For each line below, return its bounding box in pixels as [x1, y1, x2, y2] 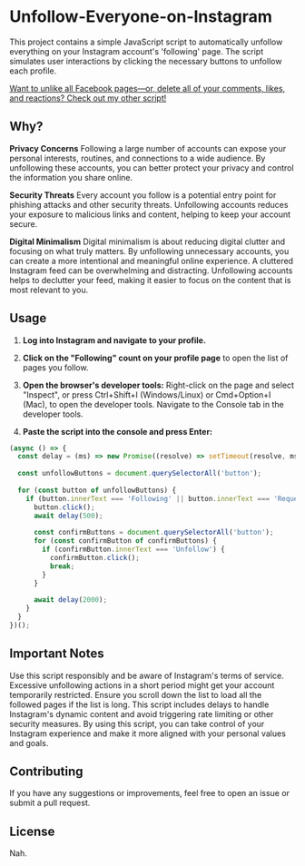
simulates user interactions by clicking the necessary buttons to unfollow [9, 55, 282, 66]
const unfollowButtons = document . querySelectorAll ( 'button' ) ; [17, 469, 261, 478]
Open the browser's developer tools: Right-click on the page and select [22, 379, 295, 390]
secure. [9, 218, 38, 229]
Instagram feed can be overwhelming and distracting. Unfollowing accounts [9, 265, 293, 276]
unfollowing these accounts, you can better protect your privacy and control [9, 162, 294, 173]
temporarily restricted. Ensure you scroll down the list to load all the [9, 689, 262, 700]
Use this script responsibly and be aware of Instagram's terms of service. [9, 670, 284, 681]
